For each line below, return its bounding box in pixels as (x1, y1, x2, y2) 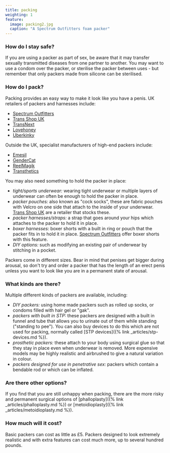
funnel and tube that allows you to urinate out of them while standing (12, 318, 157, 324)
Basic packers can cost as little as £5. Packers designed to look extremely (5, 431, 160, 437)
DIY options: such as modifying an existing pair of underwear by (12, 241, 147, 248)
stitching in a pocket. (12, 247, 57, 253)
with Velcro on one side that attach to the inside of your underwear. (12, 204, 154, 210)
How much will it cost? (5, 420, 62, 427)
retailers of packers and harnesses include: (5, 100, 96, 107)
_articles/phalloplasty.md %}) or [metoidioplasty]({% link (5, 402, 124, 408)
